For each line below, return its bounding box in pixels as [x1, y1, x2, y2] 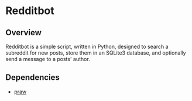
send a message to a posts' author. [5, 56, 90, 62]
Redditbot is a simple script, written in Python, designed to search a [5, 43, 169, 50]
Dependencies [5, 72, 60, 83]
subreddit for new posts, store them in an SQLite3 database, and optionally [5, 49, 186, 56]
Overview [5, 28, 42, 38]
